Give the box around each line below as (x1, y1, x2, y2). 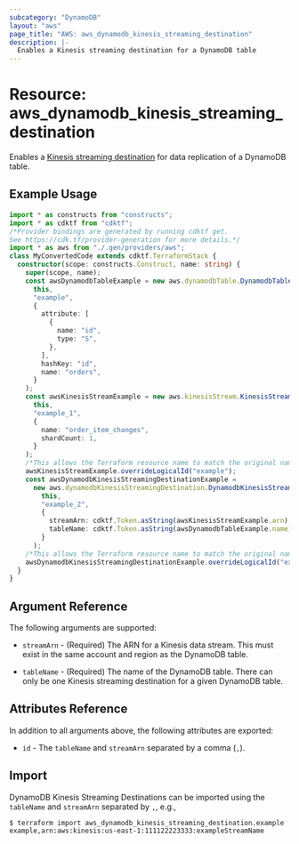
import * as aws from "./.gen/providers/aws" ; (9, 244, 185, 253)
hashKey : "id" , (41, 359, 98, 368)
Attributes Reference (9, 702, 128, 717)
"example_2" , (41, 500, 90, 509)
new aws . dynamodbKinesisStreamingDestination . (32, 483, 209, 492)
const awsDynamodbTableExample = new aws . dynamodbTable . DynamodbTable (25, 277, 293, 285)
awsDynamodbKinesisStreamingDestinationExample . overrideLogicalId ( (25, 558, 280, 567)
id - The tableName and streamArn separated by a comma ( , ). (21, 742, 246, 752)
